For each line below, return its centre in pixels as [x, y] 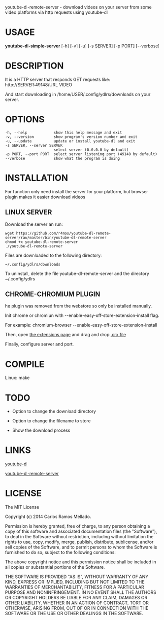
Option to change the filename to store [51, 421]
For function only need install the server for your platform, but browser [77, 191]
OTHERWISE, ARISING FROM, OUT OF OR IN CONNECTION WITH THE [77, 608]
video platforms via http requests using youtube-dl [57, 12]
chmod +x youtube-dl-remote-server [42, 242]
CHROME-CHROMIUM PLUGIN [53, 294]
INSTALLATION [36, 178]
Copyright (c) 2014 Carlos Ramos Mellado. [48, 517]
